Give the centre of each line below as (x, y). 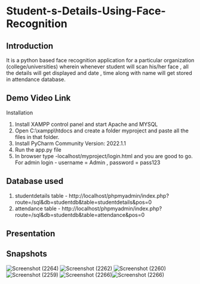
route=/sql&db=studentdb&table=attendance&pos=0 (80, 214)
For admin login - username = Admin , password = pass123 (87, 162)
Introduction (30, 46)
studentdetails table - (41, 195)
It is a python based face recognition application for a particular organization (100, 60)
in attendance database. (36, 79)
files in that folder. (37, 137)
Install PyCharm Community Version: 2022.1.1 (70, 143)
